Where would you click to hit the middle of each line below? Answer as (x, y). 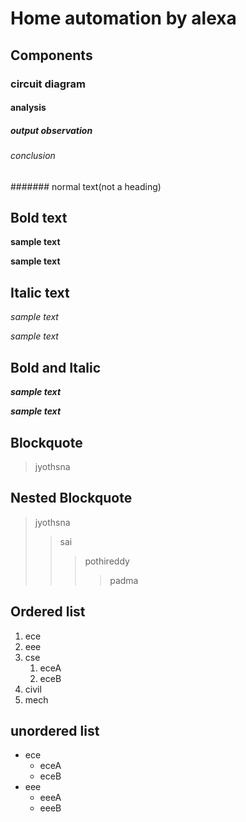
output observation (51, 130)
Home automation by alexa (123, 18)
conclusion (33, 156)
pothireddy (107, 561)
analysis (28, 108)
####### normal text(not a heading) (86, 186)
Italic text (40, 292)
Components (51, 55)
